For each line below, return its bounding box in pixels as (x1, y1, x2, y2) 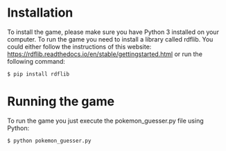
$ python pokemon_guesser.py (7, 137, 92, 144)
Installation (7, 5, 73, 21)
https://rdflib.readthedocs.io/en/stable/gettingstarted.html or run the (7, 50, 203, 58)
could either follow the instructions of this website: (7, 42, 152, 51)
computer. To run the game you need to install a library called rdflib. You (7, 35, 214, 43)
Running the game (7, 94, 115, 109)
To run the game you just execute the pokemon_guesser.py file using (7, 116, 204, 125)
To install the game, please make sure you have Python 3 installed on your (7, 28, 220, 36)
